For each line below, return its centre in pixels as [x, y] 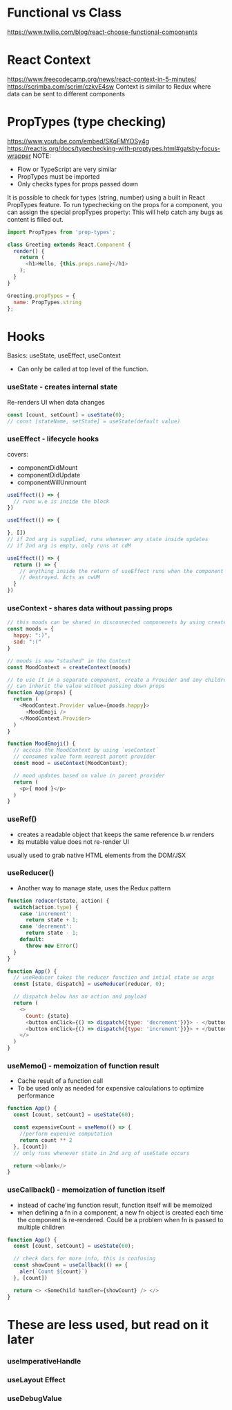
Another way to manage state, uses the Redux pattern [94, 888]
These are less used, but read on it [108, 1324]
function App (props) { [40, 693]
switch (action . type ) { [46, 907]
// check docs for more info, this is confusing [85, 1259]
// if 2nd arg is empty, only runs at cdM [69, 545]
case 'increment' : [46, 914]
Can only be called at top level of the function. [83, 369]
